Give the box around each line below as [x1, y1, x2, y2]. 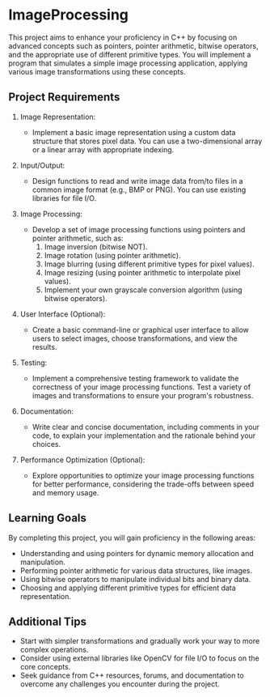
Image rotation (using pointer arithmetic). [44, 250, 181, 260]
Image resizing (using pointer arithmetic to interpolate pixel [44, 267, 241, 277]
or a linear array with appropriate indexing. [32, 144, 175, 155]
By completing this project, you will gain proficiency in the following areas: [8, 533, 256, 542]
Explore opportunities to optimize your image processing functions [32, 470, 255, 480]
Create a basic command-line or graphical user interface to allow [32, 325, 249, 334]
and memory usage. [32, 487, 99, 497]
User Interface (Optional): [19, 309, 106, 319]
